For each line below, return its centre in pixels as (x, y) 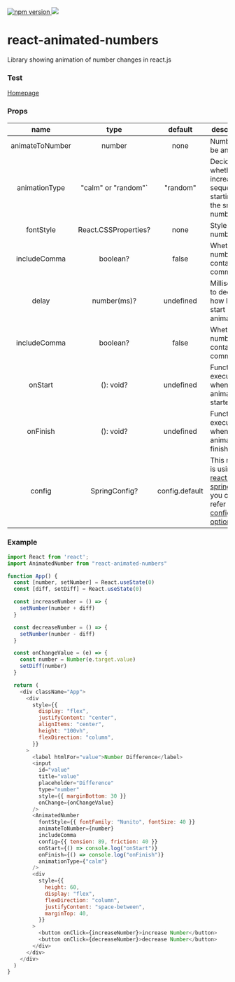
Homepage (23, 93)
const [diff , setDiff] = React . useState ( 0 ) (78, 589)
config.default (180, 491)
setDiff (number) (44, 666)
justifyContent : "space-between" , (95, 907)
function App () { (33, 576)
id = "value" (54, 770)
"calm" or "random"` (114, 187)
